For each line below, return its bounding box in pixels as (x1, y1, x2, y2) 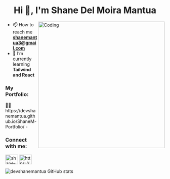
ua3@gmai (12, 39, 36, 46)
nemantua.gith (5, 113, 35, 119)
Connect (5, 137, 27, 144)
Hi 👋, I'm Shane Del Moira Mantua (13, 5, 157, 16)
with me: (5, 143, 27, 150)
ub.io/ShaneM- (5, 118, 37, 124)
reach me (12, 29, 33, 35)
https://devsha (5, 108, 36, 114)
